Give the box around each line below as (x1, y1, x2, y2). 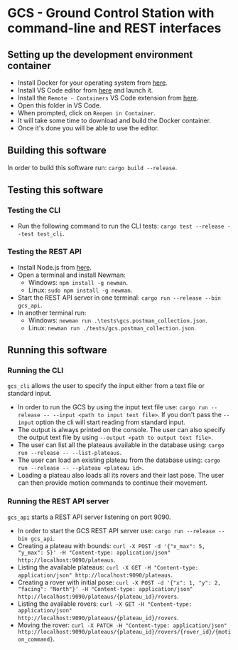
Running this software (7, 344, 108, 357)
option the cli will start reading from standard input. (35, 418, 186, 426)
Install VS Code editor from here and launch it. (17, 86, 153, 94)
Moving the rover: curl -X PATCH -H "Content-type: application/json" (17, 621, 227, 629)
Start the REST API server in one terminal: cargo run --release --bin (17, 293, 222, 302)
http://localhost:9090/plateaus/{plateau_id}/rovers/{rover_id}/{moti (17, 628, 232, 635)
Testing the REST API (7, 247, 82, 257)
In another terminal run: (17, 308, 87, 317)
